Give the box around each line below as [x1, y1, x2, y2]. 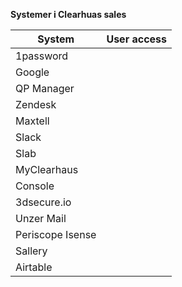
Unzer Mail [15, 212, 67, 225]
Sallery [15, 244, 48, 258]
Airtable [15, 260, 53, 274]
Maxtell [15, 114, 50, 128]
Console [15, 179, 55, 193]
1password [15, 49, 69, 63]
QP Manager [15, 82, 75, 95]
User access [106, 32, 168, 46]
